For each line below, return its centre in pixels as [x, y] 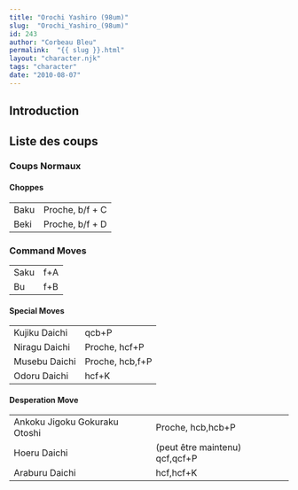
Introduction [44, 111]
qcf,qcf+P [176, 459]
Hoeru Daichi [41, 453]
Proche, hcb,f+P [118, 362]
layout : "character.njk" [55, 58]
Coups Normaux [45, 167]
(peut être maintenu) [199, 447]
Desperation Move [44, 400]
